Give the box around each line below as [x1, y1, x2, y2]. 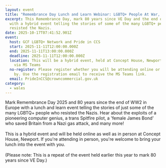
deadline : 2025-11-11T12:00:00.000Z [9, 53, 85, 58]
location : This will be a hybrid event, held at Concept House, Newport [9, 58, 163, 63]
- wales [9, 85, 26, 91]
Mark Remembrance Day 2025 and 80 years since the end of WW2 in [5, 99, 147, 105]
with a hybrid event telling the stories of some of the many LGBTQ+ [9, 21, 156, 26]
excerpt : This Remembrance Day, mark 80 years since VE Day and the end [5, 16, 158, 21]
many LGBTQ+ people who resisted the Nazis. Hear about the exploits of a [5, 110, 157, 115]
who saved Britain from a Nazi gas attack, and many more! [5, 120, 124, 126]
